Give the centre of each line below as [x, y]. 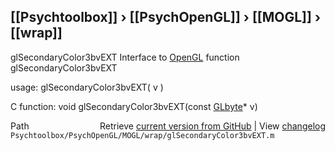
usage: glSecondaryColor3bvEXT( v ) [87, 87]
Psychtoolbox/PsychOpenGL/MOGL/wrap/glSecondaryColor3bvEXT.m [142, 135]
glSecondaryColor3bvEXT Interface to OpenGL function [125, 57]
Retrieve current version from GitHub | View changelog [212, 126]
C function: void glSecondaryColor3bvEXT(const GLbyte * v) [134, 106]
